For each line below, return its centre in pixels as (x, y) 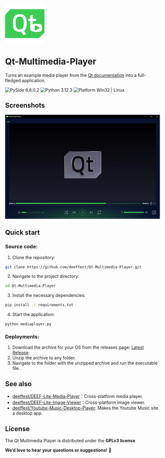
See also (18, 384)
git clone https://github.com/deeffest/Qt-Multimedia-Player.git (73, 267)
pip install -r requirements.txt (39, 305)
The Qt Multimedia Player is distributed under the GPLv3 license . (71, 440)
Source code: (21, 247)
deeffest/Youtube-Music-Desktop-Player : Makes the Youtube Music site (85, 408)
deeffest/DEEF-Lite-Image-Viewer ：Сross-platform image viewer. (79, 402)
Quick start (23, 233)
